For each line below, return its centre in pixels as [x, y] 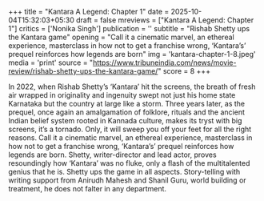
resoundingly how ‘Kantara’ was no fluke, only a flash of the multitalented [129, 163]
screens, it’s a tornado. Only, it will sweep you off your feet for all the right [130, 129]
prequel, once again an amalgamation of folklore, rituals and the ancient [127, 112]
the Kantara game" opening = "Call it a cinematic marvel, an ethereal [121, 37]
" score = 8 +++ [184, 71]
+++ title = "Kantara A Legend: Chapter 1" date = [89, 12]
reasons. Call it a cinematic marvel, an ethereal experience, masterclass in [130, 138]
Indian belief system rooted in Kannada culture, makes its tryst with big [125, 121]
